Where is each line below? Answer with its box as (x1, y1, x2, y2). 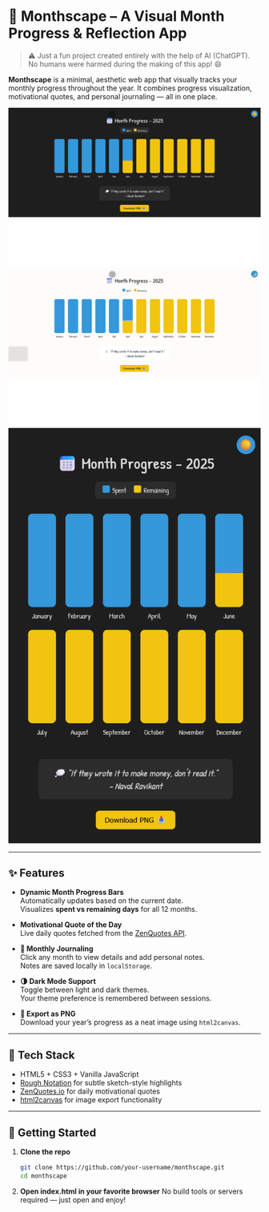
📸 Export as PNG (19, 1009, 76, 1019)
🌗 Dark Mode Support (19, 977, 96, 986)
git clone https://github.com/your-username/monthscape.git (19, 1164, 225, 1172)
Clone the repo (19, 1147, 70, 1157)
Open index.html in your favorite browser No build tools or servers (19, 1186, 243, 1196)
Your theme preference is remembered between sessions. (19, 993, 212, 1003)
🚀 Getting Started (8, 1126, 97, 1139)
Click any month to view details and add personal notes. (19, 953, 206, 962)
